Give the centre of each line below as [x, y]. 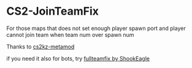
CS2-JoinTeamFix [53, 11]
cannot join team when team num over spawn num [70, 34]
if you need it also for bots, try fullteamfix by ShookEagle [78, 58]
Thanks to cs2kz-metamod [40, 47]
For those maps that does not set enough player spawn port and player [96, 28]
